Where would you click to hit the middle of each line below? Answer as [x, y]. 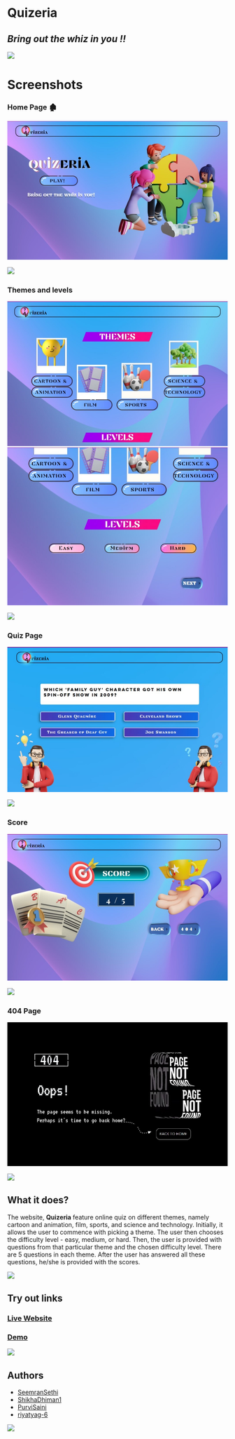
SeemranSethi [38, 1392]
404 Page [24, 1010]
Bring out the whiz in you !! [67, 39]
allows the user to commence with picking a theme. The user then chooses [115, 1232]
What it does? [38, 1200]
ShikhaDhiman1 [39, 1400]
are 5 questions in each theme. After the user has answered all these [106, 1254]
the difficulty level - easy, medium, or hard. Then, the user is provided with [115, 1239]
